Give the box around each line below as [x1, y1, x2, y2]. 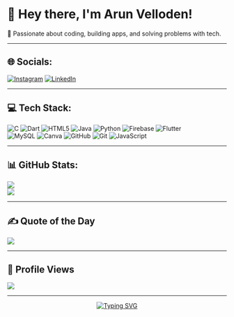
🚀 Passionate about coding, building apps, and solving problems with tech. [7, 29, 221, 38]
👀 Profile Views [7, 263, 75, 275]
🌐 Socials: [7, 56, 53, 68]
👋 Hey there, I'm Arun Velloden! [7, 6, 193, 22]
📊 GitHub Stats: [7, 159, 79, 171]
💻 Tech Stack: [7, 102, 72, 114]
